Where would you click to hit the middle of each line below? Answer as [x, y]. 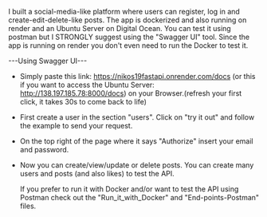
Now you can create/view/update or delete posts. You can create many [137, 165]
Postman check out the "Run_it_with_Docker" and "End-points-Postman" [139, 197]
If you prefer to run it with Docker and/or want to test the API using [129, 189]
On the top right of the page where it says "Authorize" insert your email [136, 141]
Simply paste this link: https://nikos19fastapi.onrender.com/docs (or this [137, 76]
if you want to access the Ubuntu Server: [87, 85]
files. [28, 206]
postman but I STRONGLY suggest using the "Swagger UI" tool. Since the [129, 37]
